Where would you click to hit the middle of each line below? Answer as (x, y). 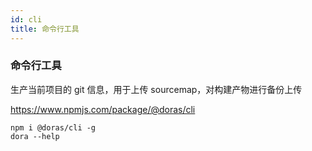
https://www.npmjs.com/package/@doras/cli (103, 109)
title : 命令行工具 (45, 29)
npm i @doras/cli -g (53, 127)
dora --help (35, 136)
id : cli (26, 19)
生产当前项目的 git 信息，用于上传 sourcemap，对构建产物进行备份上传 (156, 89)
